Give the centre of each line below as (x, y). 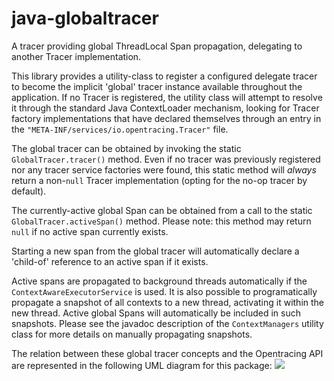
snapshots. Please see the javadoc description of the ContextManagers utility (167, 323)
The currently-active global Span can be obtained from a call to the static (162, 210)
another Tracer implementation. (76, 56)
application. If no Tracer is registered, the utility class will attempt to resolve (167, 97)
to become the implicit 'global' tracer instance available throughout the (157, 86)
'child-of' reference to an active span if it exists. (110, 261)
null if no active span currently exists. (90, 231)
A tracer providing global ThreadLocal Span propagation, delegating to (157, 46)
